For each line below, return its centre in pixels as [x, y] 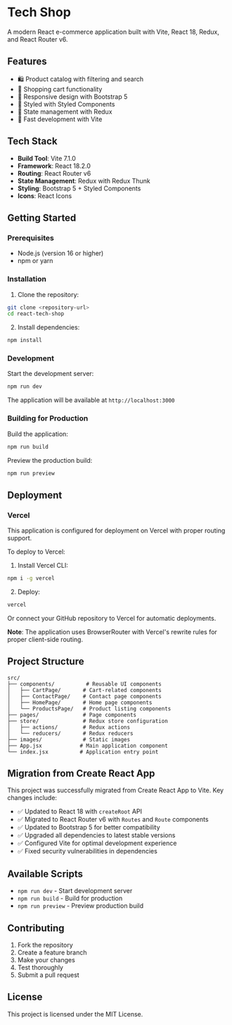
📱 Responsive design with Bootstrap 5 [72, 97]
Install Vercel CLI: [43, 566]
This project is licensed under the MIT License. [75, 1014]
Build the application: [38, 434]
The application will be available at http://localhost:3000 [91, 400]
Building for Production [48, 418]
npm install [25, 340]
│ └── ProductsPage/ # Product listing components [89, 709]
